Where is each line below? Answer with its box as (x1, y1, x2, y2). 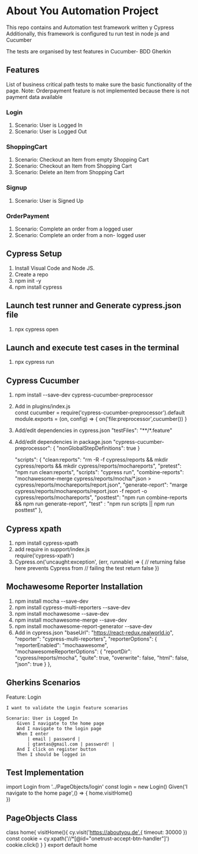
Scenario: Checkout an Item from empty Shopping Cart (14, 156, 149, 164)
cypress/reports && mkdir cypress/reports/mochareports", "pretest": (14, 462, 181, 469)
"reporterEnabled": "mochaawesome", (14, 641, 108, 648)
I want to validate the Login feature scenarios (6, 705, 128, 711)
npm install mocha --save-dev (14, 597, 89, 604)
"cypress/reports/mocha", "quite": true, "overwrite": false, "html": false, (14, 654, 189, 661)
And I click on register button (17, 746, 96, 752)
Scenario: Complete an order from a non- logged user (14, 231, 146, 238)
